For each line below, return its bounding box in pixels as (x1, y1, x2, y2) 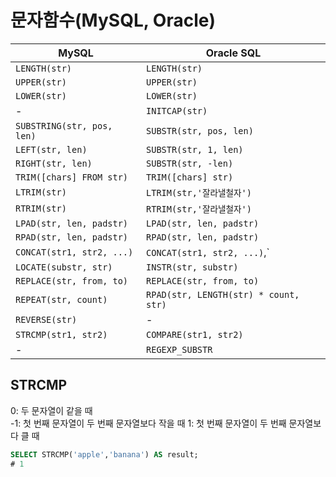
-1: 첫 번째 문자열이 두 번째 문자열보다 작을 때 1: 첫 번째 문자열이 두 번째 (10, 417, 287, 429)
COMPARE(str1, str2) (146, 329, 244, 340)
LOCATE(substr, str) (15, 261, 113, 273)
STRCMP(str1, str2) (15, 329, 108, 340)
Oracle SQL (205, 46, 262, 60)
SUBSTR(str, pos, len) (146, 125, 254, 136)
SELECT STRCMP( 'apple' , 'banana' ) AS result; (10, 449, 199, 460)
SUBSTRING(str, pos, (15, 120, 113, 131)
